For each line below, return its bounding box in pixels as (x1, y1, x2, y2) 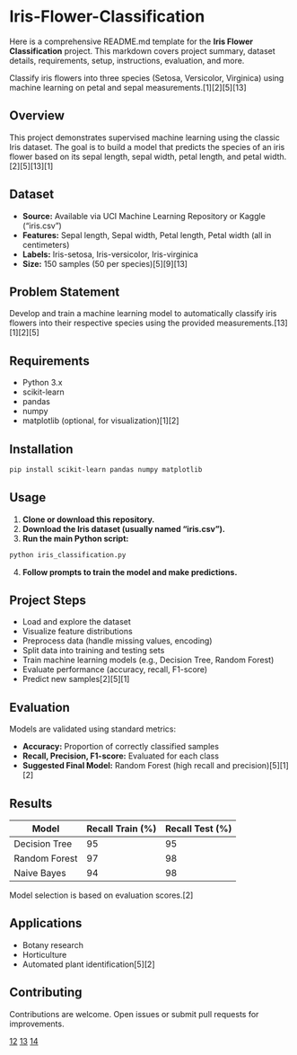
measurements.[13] (216, 317, 289, 329)
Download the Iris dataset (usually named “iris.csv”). (22, 523, 226, 534)
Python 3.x (22, 377, 63, 388)
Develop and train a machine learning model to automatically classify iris (9, 308, 277, 319)
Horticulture (22, 949, 67, 960)
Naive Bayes (13, 867, 66, 879)
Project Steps (9, 592, 87, 607)
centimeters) (22, 239, 70, 250)
